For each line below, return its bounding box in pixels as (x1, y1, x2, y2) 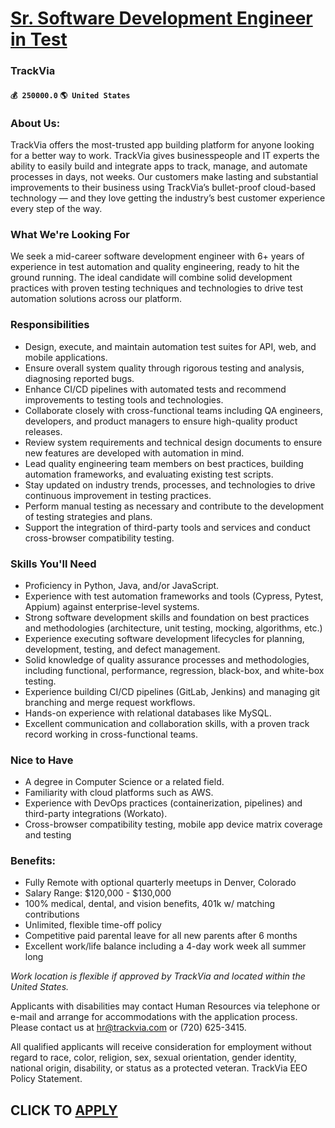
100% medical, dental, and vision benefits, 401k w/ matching (24, 898, 276, 910)
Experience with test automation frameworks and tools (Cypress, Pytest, (24, 590, 324, 602)
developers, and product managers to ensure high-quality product (24, 415, 298, 427)
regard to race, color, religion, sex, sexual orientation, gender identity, (10, 1052, 297, 1064)
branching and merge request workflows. (24, 696, 196, 708)
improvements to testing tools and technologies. (24, 393, 224, 406)
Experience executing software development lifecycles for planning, (24, 632, 305, 644)
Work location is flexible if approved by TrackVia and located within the (10, 970, 306, 982)
